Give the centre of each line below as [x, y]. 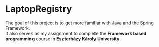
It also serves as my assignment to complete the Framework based [76, 33]
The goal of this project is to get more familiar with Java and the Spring [80, 23]
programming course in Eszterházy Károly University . [63, 39]
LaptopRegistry [39, 9]
